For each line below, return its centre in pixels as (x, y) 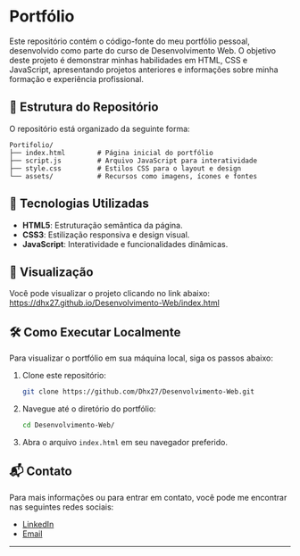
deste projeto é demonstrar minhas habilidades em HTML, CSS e (129, 60)
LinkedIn (38, 524)
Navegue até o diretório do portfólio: (89, 409)
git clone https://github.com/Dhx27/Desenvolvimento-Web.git (138, 392)
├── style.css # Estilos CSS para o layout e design (125, 168)
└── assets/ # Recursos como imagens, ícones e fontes (133, 176)
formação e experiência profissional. (77, 79)
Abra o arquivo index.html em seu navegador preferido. (125, 442)
